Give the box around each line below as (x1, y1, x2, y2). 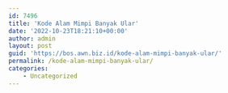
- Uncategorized (23, 72, 78, 80)
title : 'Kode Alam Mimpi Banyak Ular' (8, 19, 139, 27)
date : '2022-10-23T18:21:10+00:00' (8, 27, 129, 35)
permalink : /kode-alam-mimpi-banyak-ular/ (8, 57, 154, 66)
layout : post (8, 42, 53, 50)
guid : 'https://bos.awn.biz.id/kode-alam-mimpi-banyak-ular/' (8, 49, 222, 57)
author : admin (8, 34, 57, 43)
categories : (8, 65, 49, 73)
